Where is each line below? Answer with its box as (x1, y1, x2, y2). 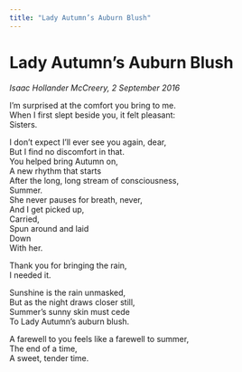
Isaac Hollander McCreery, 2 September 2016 (9, 82, 181, 93)
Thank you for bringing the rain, (9, 260, 127, 271)
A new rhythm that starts (9, 165, 102, 176)
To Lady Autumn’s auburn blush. (9, 316, 130, 327)
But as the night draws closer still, (9, 296, 135, 308)
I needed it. (9, 269, 51, 281)
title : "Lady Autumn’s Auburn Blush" (9, 13, 152, 23)
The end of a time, (9, 343, 79, 354)
